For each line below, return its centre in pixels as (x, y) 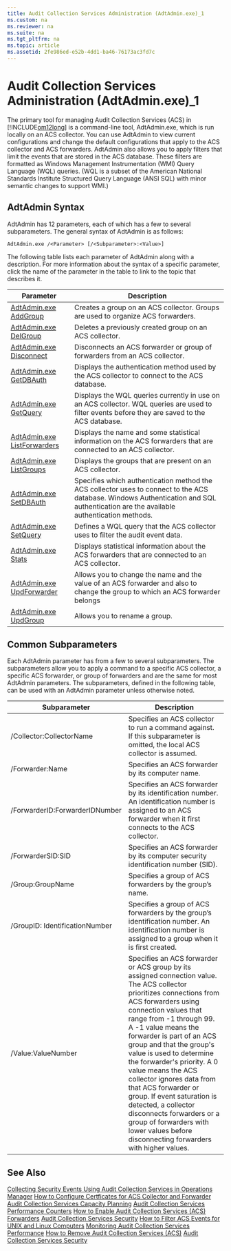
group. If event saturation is (173, 1097)
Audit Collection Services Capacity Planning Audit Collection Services (106, 1204)
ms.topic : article (33, 45)
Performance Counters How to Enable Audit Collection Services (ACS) (107, 1211)
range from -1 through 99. (172, 1019)
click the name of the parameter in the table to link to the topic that (101, 271)
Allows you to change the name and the (138, 574)
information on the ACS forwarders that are (144, 440)
